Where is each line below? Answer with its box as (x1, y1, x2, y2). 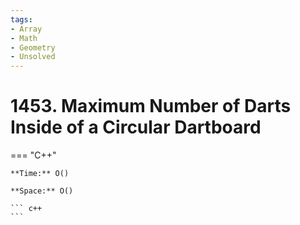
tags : (10, 14, 33, 25)
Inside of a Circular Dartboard (10, 116, 262, 139)
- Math (10, 33, 38, 43)
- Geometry (10, 42, 56, 53)
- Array (10, 24, 43, 34)
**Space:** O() (10, 186, 74, 196)
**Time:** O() (10, 169, 70, 179)
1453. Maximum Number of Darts (10, 95, 292, 118)
